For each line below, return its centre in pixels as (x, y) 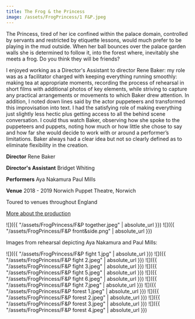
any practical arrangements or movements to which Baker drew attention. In (97, 95)
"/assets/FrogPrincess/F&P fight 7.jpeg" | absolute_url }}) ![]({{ (81, 285)
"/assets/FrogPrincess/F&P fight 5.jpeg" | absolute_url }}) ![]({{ (81, 272)
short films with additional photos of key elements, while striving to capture (97, 89)
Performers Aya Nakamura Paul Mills (51, 179)
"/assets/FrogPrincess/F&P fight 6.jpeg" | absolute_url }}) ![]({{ (81, 278)
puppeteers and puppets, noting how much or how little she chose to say (94, 126)
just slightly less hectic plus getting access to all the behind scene (86, 114)
